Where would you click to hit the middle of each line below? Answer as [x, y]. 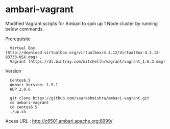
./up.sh [18, 111]
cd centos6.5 [24, 107]
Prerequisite [18, 39]
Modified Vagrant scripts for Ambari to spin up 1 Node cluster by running [82, 23]
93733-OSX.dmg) [21, 57]
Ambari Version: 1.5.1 [34, 85]
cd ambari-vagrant [30, 102]
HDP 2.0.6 [20, 89]
